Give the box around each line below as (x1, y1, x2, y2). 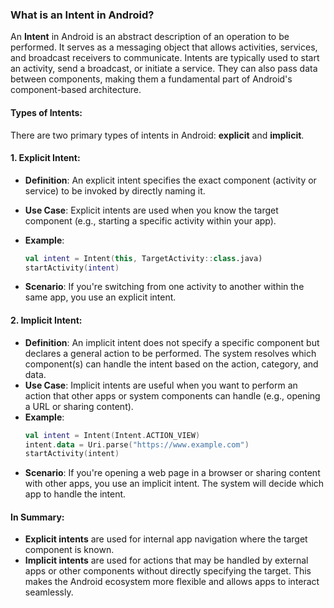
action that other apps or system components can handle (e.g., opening (24, 389, 321, 402)
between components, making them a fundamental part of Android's (10, 73, 293, 85)
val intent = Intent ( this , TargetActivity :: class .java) (24, 253, 263, 263)
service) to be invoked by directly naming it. (24, 184, 206, 197)
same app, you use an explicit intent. (24, 291, 177, 303)
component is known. (24, 544, 115, 556)
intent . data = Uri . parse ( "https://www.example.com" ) (24, 439, 250, 450)
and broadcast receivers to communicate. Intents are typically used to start (10, 52, 320, 64)
